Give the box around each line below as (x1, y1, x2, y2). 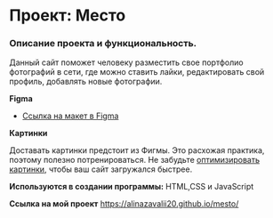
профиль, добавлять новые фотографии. (9, 77, 163, 87)
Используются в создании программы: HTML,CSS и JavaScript (9, 182, 254, 192)
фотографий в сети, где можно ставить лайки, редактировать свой (9, 67, 265, 77)
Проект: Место (9, 5, 126, 26)
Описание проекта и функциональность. (9, 37, 197, 50)
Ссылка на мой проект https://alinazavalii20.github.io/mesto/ (9, 198, 239, 209)
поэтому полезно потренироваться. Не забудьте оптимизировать (9, 155, 261, 166)
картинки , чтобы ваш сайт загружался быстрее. (9, 164, 193, 174)
